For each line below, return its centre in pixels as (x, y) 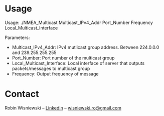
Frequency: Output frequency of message (55, 73)
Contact (22, 94)
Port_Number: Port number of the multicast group (63, 57)
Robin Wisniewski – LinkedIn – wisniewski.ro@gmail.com (63, 107)
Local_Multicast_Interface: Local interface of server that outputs (78, 63)
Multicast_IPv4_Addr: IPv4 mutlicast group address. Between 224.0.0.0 (86, 47)
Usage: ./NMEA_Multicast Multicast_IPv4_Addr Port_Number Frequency (79, 22)
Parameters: (17, 37)
